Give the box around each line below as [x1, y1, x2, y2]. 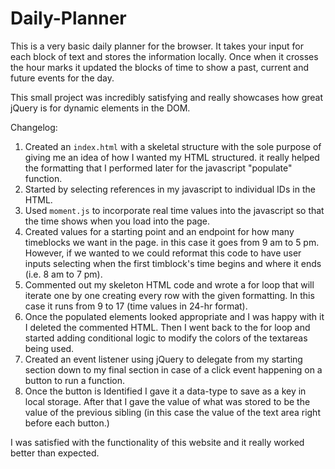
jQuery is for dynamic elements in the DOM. [10, 102, 191, 114]
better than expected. [10, 447, 100, 459]
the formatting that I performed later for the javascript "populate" [24, 162, 293, 174]
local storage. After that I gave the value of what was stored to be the [24, 395, 311, 407]
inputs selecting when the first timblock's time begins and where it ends [24, 257, 322, 269]
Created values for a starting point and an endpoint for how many [24, 225, 295, 237]
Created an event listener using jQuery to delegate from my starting [24, 353, 303, 365]
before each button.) [24, 417, 110, 429]
